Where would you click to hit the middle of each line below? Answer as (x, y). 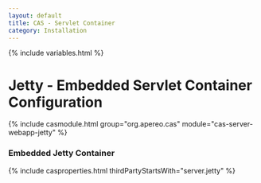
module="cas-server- (217, 124)
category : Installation (48, 30)
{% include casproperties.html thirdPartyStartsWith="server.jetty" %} (122, 170)
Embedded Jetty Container (62, 154)
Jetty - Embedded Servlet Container (130, 85)
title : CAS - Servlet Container (62, 23)
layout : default (35, 16)
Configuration (56, 102)
